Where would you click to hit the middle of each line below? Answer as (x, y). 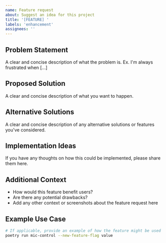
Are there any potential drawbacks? (50, 197)
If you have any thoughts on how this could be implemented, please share (83, 158)
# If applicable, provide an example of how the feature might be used (83, 231)
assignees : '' (20, 29)
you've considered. (26, 130)
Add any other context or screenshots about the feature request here (85, 203)
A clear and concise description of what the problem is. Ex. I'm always (79, 62)
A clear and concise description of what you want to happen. (69, 96)
